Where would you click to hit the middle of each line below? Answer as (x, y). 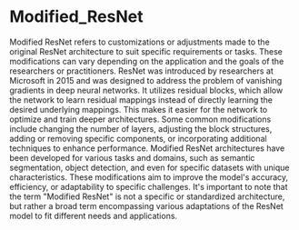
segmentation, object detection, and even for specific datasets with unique (149, 167)
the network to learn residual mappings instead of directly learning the (141, 100)
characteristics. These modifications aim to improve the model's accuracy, (149, 177)
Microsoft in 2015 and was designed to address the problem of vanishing (146, 80)
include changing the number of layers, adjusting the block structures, (141, 128)
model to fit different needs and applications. (94, 215)
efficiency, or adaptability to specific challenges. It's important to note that (149, 186)
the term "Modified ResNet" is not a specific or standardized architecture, (147, 196)
